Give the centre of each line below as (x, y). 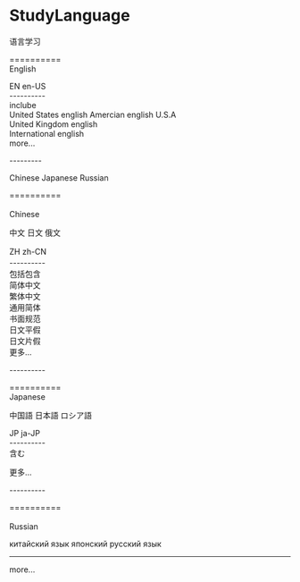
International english (47, 133)
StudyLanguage (70, 16)
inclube (23, 105)
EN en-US (28, 86)
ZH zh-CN (28, 251)
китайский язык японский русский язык (86, 544)
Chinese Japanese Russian (59, 177)
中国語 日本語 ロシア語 (50, 415)
